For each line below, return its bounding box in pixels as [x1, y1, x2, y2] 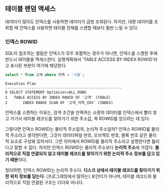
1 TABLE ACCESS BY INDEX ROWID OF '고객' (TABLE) [5, 95, 111, 100]
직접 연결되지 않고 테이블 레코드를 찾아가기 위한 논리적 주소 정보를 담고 [22, 150, 155, 156]
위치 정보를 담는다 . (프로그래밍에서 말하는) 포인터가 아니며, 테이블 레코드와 [10, 173, 152, 179]
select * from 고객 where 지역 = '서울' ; [5, 73, 85, 78]
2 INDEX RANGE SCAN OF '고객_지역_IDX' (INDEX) [5, 100, 113, 105]
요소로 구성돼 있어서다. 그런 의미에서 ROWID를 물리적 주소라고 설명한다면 [10, 138, 151, 144]
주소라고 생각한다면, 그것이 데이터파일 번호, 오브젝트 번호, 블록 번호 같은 [10, 132, 148, 138]
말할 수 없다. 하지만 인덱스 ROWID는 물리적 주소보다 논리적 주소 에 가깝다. [14, 144, 154, 150]
